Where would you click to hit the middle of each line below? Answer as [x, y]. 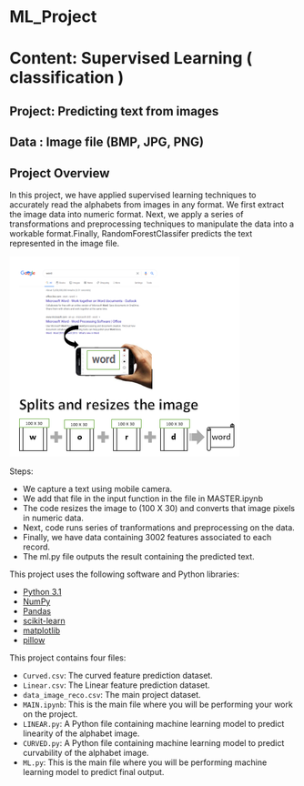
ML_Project [53, 17]
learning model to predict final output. [93, 771]
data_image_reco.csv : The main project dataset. [112, 694]
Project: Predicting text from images [114, 111]
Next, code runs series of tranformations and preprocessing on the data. [159, 527]
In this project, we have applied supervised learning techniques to [133, 195]
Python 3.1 [42, 591]
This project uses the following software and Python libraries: [124, 574]
